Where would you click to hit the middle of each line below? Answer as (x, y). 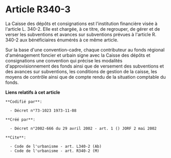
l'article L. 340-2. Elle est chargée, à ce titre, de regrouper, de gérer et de (83, 29)
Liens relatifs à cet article (33, 92)
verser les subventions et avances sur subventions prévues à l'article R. (81, 34)
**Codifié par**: (24, 101)
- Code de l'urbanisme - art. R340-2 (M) (55, 151)
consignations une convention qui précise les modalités (64, 60)
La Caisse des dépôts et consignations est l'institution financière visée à (81, 24)
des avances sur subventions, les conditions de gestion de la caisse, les (81, 71)
